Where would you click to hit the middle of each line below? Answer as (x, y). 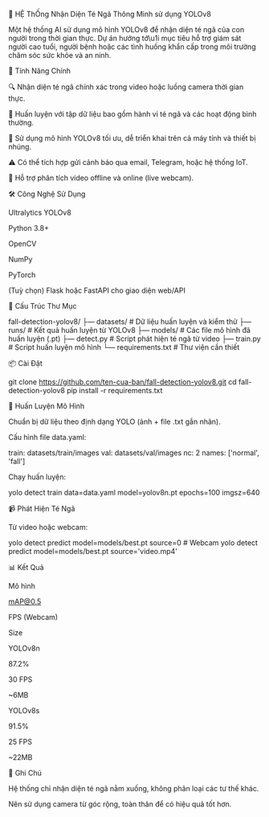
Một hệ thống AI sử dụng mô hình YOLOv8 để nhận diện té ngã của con (126, 29)
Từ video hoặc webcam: (48, 527)
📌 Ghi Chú (25, 773)
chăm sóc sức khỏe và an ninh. (60, 55)
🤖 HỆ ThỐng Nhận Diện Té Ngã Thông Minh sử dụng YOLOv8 (110, 14)
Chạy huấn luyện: (37, 477)
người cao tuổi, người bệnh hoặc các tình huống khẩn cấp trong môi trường (132, 47)
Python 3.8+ (29, 228)
